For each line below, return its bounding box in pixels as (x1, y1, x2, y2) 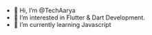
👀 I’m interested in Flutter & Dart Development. (13, 13, 146, 22)
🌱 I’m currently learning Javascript (13, 21, 111, 28)
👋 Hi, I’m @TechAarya (13, 7, 76, 14)
